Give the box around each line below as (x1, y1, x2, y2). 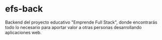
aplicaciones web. (5, 29, 42, 35)
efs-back (5, 3, 43, 14)
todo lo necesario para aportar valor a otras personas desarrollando (5, 24, 142, 30)
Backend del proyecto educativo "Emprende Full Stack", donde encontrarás (5, 19, 158, 25)
